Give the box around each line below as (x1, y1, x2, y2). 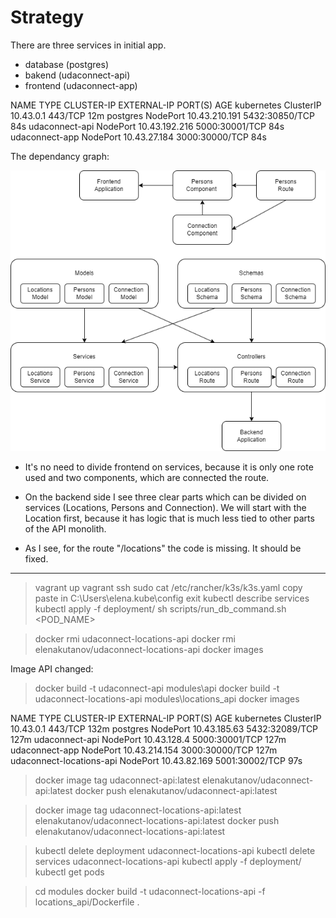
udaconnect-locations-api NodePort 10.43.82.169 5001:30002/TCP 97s (10, 754, 303, 766)
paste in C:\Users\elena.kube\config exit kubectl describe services (34, 592, 310, 604)
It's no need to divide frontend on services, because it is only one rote (24, 461, 314, 473)
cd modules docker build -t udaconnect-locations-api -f (34, 885, 266, 897)
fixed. (24, 552, 49, 565)
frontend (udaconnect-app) (24, 79, 138, 91)
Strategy (10, 6, 85, 29)
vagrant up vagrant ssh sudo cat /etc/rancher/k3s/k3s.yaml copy (34, 581, 303, 593)
